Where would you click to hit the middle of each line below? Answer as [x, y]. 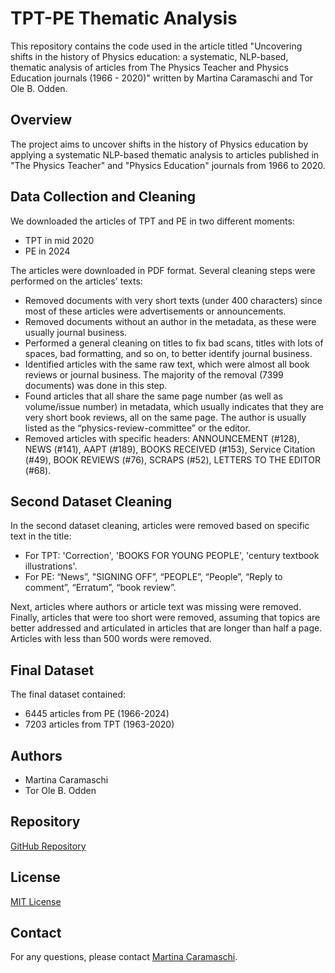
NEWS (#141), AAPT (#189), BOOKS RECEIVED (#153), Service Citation [170, 449]
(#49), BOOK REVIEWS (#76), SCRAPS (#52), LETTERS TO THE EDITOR [172, 459]
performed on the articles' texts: [76, 281]
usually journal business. [76, 332]
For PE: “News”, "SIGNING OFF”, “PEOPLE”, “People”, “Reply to [153, 577]
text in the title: [41, 536]
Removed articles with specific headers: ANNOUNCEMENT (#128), [162, 438]
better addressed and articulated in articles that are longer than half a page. [166, 628]
